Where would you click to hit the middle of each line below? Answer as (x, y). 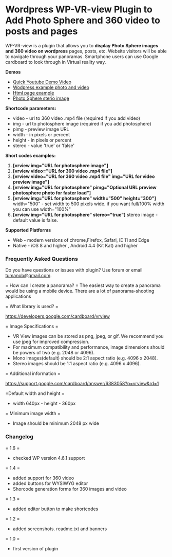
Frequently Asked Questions (42, 259)
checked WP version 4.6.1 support (49, 458)
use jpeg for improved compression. (51, 342)
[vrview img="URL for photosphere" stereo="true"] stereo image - (85, 214)
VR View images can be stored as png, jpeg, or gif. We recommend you (88, 336)
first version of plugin (35, 548)
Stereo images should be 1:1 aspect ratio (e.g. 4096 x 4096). (77, 364)
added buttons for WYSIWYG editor (50, 483)
